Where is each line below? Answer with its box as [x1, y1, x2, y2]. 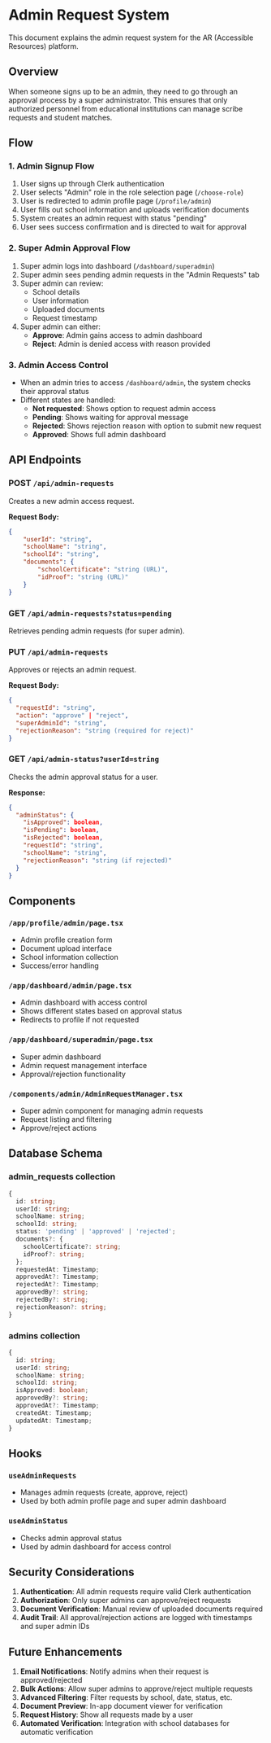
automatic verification [19, 1728, 93, 1737]
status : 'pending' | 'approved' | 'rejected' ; [15, 1228, 176, 1236]
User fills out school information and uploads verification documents [19, 205, 250, 215]
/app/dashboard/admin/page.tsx [8, 981, 132, 991]
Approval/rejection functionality [19, 1069, 126, 1079]
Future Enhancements [8, 1644, 123, 1658]
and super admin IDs [19, 1622, 90, 1631]
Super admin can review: [19, 278, 104, 288]
